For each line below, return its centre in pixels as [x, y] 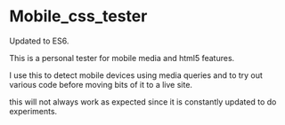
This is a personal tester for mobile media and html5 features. [122, 58]
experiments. [33, 111]
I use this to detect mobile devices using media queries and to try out [136, 75]
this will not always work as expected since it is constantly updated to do [143, 102]
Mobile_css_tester [78, 16]
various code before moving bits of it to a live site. [101, 84]
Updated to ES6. [39, 41]
